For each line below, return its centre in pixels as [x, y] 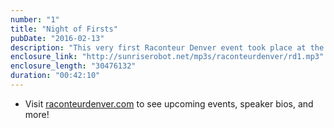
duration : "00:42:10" [55, 76]
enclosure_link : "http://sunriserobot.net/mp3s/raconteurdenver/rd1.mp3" [167, 57]
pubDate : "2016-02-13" [57, 38]
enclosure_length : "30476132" [73, 66]
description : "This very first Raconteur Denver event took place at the [167, 47]
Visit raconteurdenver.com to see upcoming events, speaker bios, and [169, 103]
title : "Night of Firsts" [64, 29]
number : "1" [35, 19]
